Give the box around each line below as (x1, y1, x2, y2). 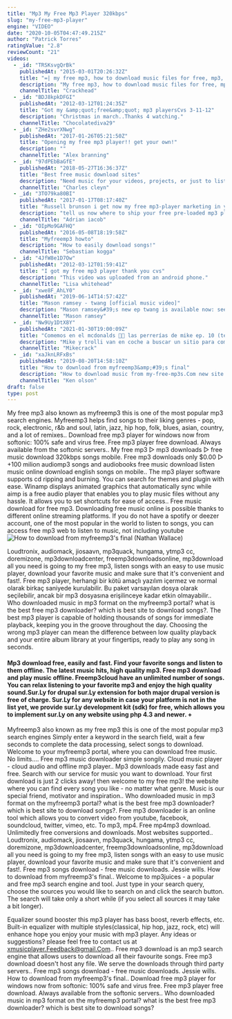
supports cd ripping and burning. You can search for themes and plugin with (7, 475, 224, 483)
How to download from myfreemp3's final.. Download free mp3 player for (7, 974, 216, 983)
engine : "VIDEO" (7, 23, 54, 30)
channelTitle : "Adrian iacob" (19, 216, 107, 223)
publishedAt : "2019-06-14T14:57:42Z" (19, 294, 128, 300)
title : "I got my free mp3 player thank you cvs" (19, 267, 166, 274)
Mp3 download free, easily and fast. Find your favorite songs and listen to (7, 658, 223, 667)
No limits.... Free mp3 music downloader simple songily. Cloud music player (7, 755, 222, 764)
